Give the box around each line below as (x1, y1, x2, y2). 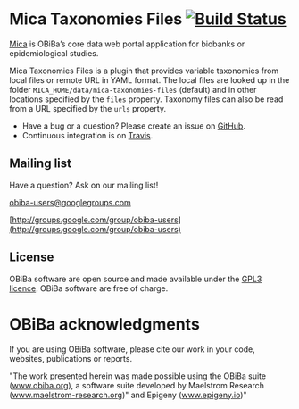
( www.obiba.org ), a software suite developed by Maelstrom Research (9, 380, 265, 390)
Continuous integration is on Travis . (21, 129, 154, 140)
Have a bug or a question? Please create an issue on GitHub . (21, 121, 245, 131)
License (9, 250, 54, 265)
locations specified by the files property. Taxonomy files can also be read (9, 94, 284, 104)
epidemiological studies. (9, 47, 99, 58)
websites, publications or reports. (9, 353, 132, 363)
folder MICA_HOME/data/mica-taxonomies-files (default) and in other (9, 84, 257, 95)
